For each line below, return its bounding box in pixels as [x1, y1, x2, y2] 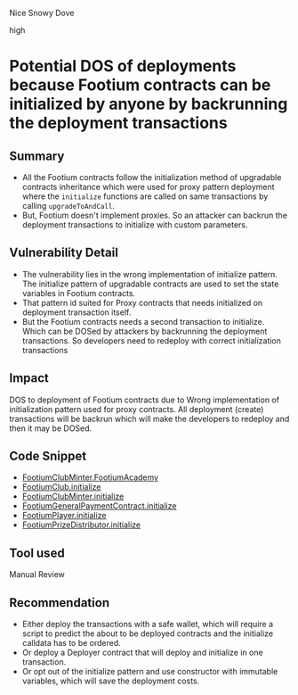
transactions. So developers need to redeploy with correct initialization [21, 335, 282, 346]
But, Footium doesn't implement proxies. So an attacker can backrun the [21, 210, 287, 220]
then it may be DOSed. [9, 423, 93, 434]
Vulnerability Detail [9, 245, 118, 261]
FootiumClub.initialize [21, 482, 101, 492]
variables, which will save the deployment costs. [21, 675, 200, 686]
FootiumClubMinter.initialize [21, 491, 125, 502]
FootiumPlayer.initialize [21, 510, 107, 521]
